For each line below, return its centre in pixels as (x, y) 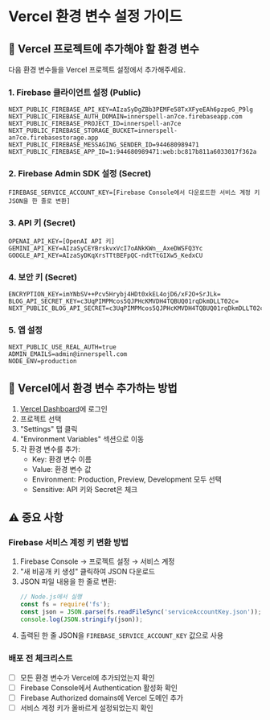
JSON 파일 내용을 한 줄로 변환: (68, 581)
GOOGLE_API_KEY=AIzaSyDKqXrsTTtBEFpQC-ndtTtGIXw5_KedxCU (106, 255)
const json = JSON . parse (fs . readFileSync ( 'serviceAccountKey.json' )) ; (141, 612)
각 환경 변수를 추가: (50, 449)
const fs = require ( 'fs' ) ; (65, 604)
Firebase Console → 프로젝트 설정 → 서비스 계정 (97, 561)
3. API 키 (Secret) (42, 222)
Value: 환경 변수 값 (61, 470)
